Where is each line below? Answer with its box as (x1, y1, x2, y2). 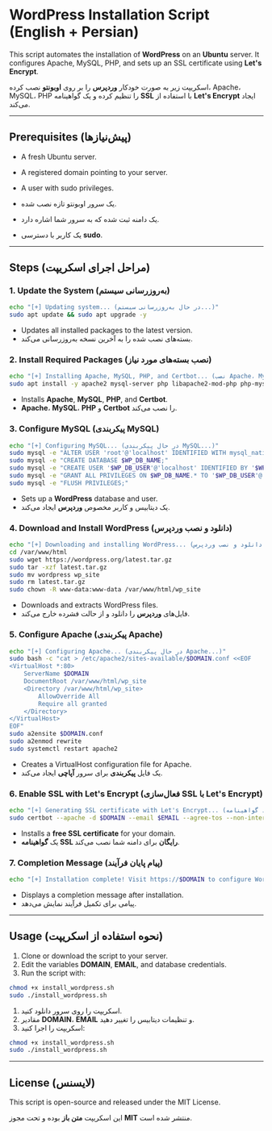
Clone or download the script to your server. (20, 950, 169, 961)
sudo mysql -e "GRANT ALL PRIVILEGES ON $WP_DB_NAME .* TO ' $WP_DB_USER (9, 472, 255, 480)
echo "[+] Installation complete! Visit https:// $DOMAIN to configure (9, 875, 252, 884)
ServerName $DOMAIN (23, 670, 90, 678)
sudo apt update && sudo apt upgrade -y (9, 311, 148, 319)
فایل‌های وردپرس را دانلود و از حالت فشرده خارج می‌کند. (20, 609, 190, 619)
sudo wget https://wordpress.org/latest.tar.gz (9, 555, 173, 564)
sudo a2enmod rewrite (9, 737, 82, 745)
